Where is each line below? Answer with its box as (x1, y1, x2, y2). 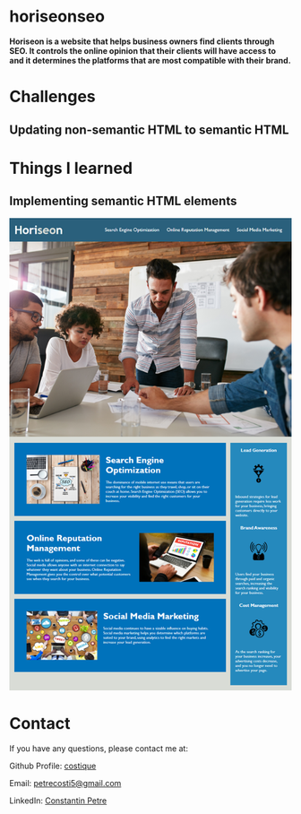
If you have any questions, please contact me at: (9, 742, 188, 754)
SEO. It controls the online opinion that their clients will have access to (9, 45, 276, 56)
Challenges (9, 87, 96, 107)
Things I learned (9, 158, 133, 178)
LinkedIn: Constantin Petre (9, 795, 107, 806)
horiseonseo (9, 6, 106, 27)
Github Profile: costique (9, 760, 97, 771)
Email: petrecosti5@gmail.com (9, 777, 122, 788)
